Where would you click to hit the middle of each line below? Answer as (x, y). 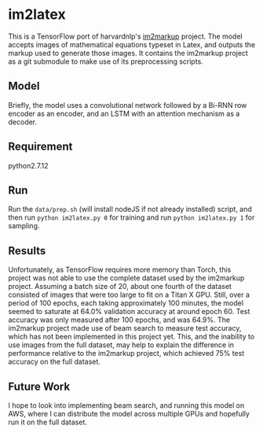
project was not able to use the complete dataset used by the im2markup (126, 278)
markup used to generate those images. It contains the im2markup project (128, 53)
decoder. (23, 122)
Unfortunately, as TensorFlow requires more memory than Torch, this (120, 270)
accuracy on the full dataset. (54, 362)
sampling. (24, 226)
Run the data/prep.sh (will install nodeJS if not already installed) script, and (130, 209)
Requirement (40, 147)
